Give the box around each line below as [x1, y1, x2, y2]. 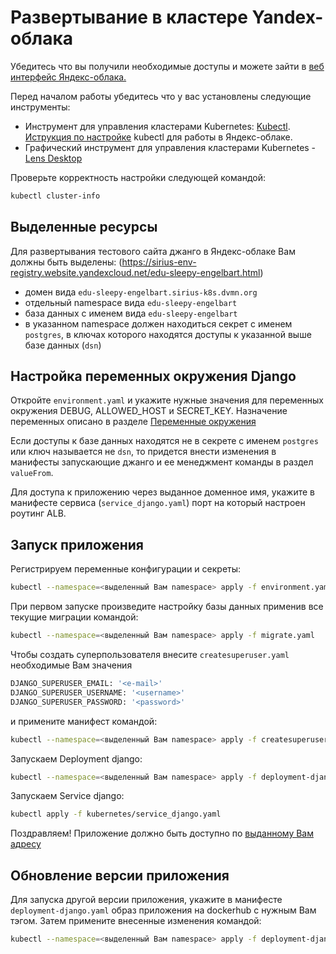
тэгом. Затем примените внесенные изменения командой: [10, 915, 262, 927]
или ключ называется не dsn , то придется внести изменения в [10, 446, 277, 458]
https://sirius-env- [121, 256, 197, 268]
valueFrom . [10, 467, 54, 479]
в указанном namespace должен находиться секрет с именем [24, 317, 293, 330]
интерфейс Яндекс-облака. [10, 71, 127, 83]
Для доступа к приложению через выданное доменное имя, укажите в [10, 486, 315, 498]
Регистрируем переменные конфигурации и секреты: [10, 563, 242, 575]
